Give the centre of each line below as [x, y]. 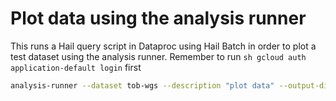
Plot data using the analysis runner [158, 18]
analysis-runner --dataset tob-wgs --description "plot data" [142, 85]
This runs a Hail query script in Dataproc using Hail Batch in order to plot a [163, 46]
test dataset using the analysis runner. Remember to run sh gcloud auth [158, 56]
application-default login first [76, 67]
